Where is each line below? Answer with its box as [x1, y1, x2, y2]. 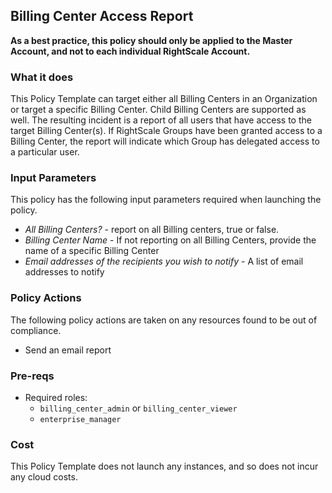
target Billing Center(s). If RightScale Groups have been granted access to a [10, 125, 323, 137]
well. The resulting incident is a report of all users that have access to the [10, 114, 312, 126]
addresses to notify [24, 266, 105, 278]
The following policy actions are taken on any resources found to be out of [10, 314, 318, 326]
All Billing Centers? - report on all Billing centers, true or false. [24, 224, 280, 236]
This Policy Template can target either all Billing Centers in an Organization [10, 93, 318, 105]
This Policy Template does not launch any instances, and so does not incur [10, 460, 319, 473]
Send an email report [24, 344, 112, 356]
